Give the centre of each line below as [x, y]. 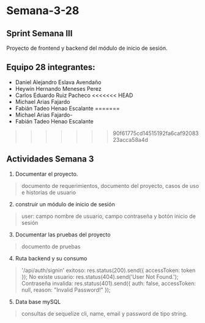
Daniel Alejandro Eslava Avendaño [58, 82]
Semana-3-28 [43, 11]
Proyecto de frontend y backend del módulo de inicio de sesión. [87, 48]
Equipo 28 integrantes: [51, 67]
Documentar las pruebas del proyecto [63, 235]
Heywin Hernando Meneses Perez [58, 88]
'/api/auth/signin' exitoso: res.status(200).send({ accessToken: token [108, 270]
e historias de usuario [49, 192]
